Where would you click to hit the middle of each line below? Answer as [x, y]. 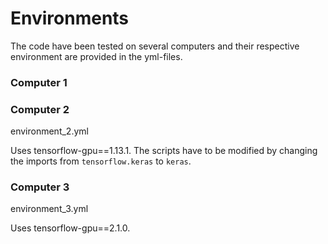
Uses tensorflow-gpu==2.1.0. [70, 228]
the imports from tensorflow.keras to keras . [101, 161]
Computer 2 [40, 109]
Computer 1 [39, 82]
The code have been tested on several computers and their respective [155, 46]
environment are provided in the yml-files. [96, 56]
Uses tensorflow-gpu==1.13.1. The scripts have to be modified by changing [164, 151]
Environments [70, 18]
